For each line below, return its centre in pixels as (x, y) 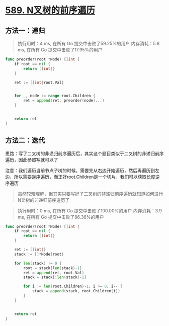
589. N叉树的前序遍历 (50, 10)
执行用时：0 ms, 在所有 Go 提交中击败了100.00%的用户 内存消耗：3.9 (90, 211)
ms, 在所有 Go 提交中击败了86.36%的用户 (61, 217)
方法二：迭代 (25, 141)
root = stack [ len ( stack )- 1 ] (53, 268)
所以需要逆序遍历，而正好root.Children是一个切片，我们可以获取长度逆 (87, 177)
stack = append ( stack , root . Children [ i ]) (76, 291)
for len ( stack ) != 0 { (38, 263)
